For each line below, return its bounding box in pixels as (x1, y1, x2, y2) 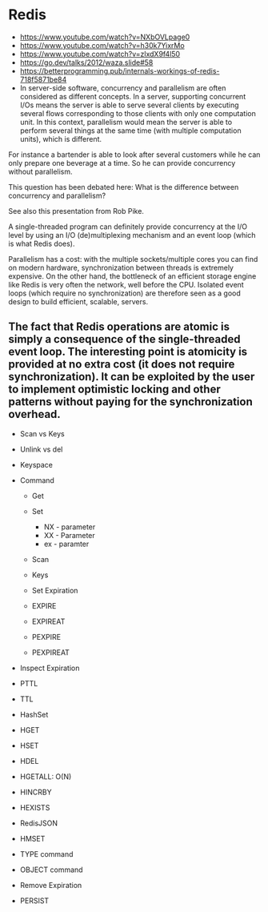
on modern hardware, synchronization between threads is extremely (8, 263, 234, 272)
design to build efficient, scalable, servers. (8, 296, 149, 306)
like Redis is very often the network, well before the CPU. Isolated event (8, 279, 244, 289)
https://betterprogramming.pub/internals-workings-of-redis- (19, 66, 220, 75)
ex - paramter (43, 539, 90, 548)
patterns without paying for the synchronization (8, 395, 254, 409)
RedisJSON (19, 818, 58, 828)
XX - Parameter (43, 530, 96, 540)
